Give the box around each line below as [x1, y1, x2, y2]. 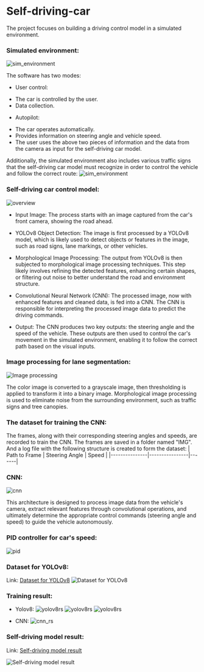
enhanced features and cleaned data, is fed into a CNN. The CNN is [15, 298, 185, 306]
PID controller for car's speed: [6, 533, 97, 542]
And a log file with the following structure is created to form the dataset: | [6, 445, 190, 452]
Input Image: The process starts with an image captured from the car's [15, 211, 193, 218]
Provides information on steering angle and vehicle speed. [15, 132, 162, 140]
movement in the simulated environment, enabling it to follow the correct [15, 336, 198, 343]
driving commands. [15, 311, 64, 319]
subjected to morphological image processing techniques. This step [15, 261, 186, 268]
